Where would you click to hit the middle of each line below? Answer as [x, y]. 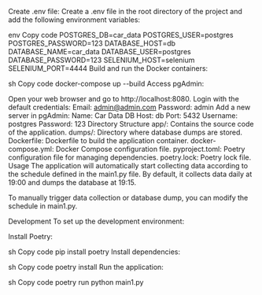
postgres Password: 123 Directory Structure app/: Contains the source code [131, 124]
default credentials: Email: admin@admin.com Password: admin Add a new [129, 107]
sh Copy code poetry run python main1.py [76, 282]
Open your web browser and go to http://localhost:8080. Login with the [124, 99]
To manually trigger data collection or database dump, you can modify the [128, 197]
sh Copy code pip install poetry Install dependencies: [94, 252]
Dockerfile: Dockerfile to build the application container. [98, 140]
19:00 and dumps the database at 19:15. [72, 183]
